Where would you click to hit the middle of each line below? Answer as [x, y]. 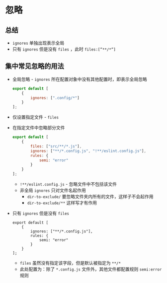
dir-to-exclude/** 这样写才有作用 [62, 203]
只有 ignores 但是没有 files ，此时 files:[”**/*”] [64, 49]
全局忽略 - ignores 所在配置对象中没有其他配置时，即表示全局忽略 [80, 79]
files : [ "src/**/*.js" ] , [56, 146]
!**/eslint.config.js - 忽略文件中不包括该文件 [68, 184]
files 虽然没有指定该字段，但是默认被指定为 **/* [70, 263]
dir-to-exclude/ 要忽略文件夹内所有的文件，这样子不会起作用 [90, 197]
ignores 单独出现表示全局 [38, 43]
